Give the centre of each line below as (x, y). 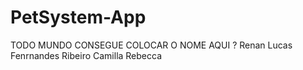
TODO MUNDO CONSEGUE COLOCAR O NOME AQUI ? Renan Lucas (151, 45)
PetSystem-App (78, 17)
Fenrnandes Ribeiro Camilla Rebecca (86, 55)
